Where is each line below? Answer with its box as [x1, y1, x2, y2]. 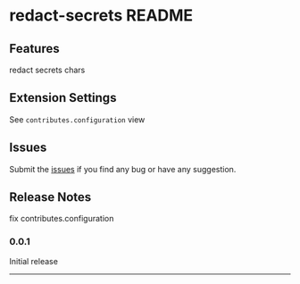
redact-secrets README [9, 5, 194, 26]
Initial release [9, 255, 58, 266]
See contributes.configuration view [9, 113, 146, 125]
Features [9, 41, 60, 56]
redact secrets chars [9, 64, 86, 75]
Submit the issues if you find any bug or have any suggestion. [9, 163, 237, 174]
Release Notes [9, 189, 92, 205]
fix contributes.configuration [9, 213, 114, 224]
